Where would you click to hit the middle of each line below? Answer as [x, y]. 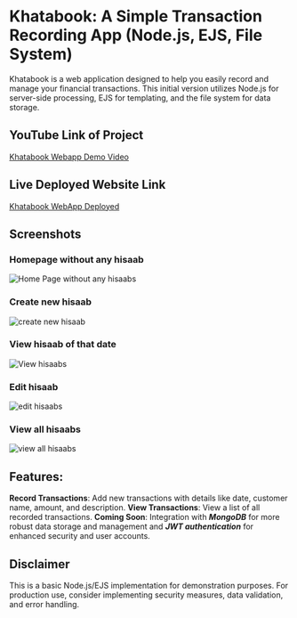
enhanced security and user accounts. [80, 536]
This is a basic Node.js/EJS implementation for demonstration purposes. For [149, 586]
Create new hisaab [50, 302]
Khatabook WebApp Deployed [64, 206]
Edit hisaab [34, 386]
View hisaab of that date [63, 345]
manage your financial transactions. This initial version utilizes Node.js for [144, 88]
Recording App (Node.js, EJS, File [136, 35]
